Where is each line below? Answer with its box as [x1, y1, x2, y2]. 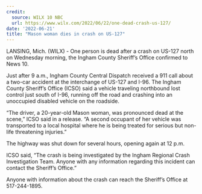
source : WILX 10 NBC [11, 14, 63, 20]
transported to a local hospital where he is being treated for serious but [6, 122, 183, 129]
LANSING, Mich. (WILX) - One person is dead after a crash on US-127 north [6, 47, 194, 55]
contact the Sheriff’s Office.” [6, 165, 77, 172]
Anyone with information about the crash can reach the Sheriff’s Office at [6, 176, 188, 183]
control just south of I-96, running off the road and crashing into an [6, 91, 173, 99]
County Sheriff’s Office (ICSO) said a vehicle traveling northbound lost [6, 85, 181, 92]
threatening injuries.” [14, 129, 67, 136]
